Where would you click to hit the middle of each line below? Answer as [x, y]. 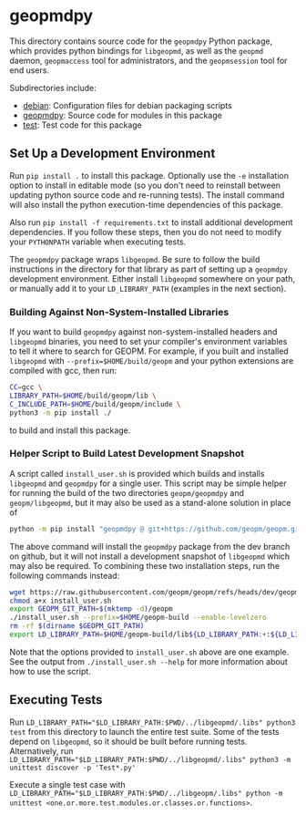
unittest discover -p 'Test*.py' [73, 768]
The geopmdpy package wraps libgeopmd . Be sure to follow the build [135, 259]
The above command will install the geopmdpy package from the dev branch [150, 546]
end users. [30, 70]
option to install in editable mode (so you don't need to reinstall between [145, 185]
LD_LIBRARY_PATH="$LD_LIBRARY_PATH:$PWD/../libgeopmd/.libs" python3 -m [150, 759]
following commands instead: [65, 575]
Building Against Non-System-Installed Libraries [119, 312]
